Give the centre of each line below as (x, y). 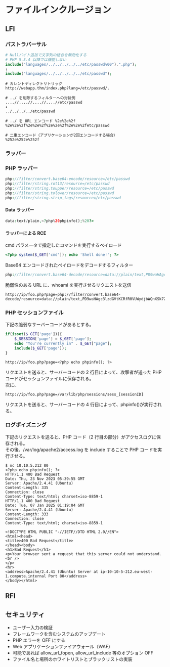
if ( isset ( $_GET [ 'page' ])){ (34, 334)
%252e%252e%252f (22, 140)
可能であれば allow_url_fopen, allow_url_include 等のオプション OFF (83, 653)
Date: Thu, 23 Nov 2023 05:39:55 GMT (45, 479)
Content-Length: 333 (27, 514)
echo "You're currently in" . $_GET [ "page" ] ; (63, 343)
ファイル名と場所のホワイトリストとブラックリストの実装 (72, 659)
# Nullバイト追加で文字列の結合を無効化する (46, 55)
